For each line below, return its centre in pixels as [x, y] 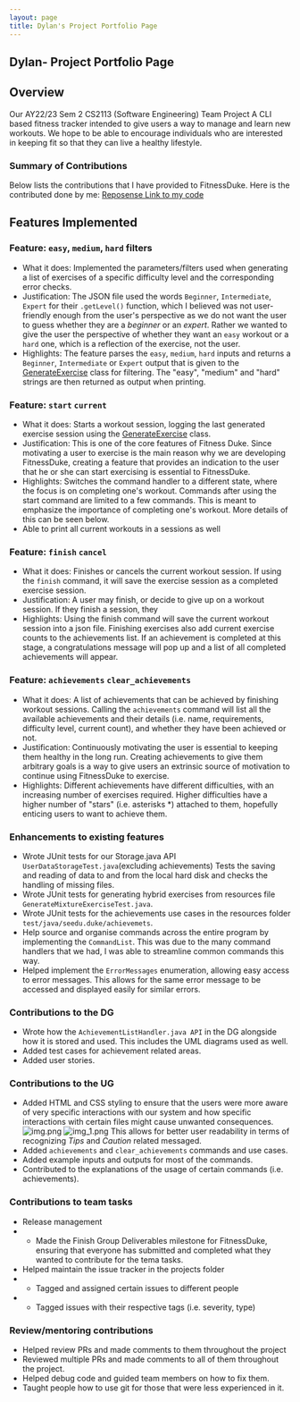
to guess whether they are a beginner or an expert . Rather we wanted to [154, 325]
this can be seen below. [66, 519]
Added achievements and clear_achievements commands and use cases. [155, 1151]
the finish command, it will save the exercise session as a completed [150, 581]
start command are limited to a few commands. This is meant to [139, 500]
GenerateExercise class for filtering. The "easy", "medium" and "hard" [151, 372]
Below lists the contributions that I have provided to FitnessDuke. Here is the [150, 185]
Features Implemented [74, 223]
